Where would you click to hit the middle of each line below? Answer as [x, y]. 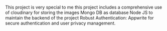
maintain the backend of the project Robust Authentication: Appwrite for [79, 18]
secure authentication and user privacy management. [60, 23]
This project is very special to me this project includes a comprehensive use [84, 7]
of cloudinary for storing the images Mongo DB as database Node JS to [79, 12]
